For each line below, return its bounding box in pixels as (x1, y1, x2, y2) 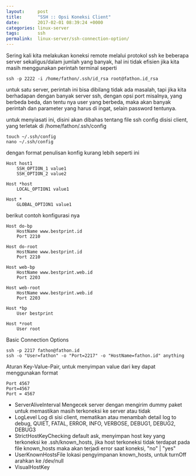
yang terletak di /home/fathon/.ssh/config (6, 123, 107, 129)
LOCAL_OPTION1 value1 (16, 186, 69, 192)
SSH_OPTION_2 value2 (16, 171, 67, 177)
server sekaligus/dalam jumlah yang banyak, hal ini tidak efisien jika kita (6, 58, 180, 65)
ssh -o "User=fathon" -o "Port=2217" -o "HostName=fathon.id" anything (6, 353, 184, 359)
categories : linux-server (6, 25, 69, 31)
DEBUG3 (14, 426, 36, 433)
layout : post (6, 8, 49, 15)
